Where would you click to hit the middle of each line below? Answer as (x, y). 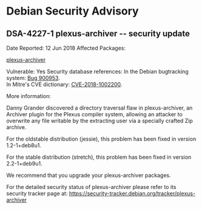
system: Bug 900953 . (33, 78)
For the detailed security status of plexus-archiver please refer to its (91, 187)
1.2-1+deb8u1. (24, 145)
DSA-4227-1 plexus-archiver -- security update (98, 34)
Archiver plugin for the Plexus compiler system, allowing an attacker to (95, 114)
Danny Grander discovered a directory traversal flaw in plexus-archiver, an (99, 108)
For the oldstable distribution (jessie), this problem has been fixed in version (101, 139)
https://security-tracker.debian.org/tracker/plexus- (132, 193)
